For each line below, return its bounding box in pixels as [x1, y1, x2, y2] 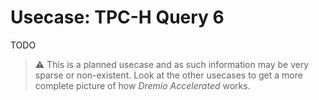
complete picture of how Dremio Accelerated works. [34, 79, 251, 91]
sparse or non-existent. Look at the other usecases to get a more [34, 69, 303, 81]
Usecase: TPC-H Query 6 [10, 6, 225, 29]
